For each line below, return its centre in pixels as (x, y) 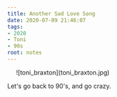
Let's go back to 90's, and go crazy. (59, 86)
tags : (15, 27)
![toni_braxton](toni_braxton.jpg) (63, 72)
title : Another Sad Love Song (51, 14)
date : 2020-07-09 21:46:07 (47, 20)
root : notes (25, 53)
